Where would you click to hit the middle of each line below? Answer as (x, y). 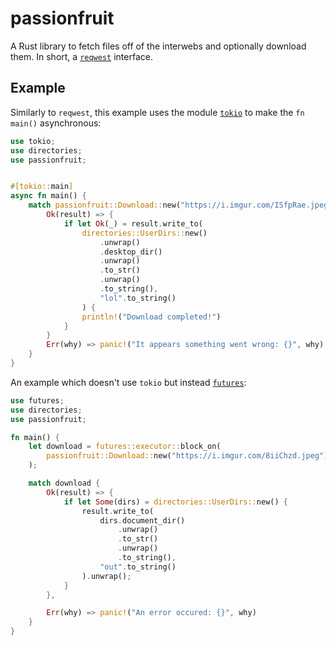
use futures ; (37, 400)
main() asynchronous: (56, 123)
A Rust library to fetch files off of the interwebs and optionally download (158, 46)
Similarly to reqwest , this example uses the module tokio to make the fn (157, 112)
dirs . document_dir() (142, 520)
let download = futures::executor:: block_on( (125, 447)
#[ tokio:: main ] (42, 187)
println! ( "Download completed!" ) (151, 317)
